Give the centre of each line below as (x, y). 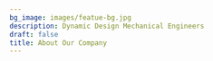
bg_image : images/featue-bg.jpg (70, 17)
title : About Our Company (58, 43)
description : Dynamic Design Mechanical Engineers (107, 26)
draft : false (34, 34)
